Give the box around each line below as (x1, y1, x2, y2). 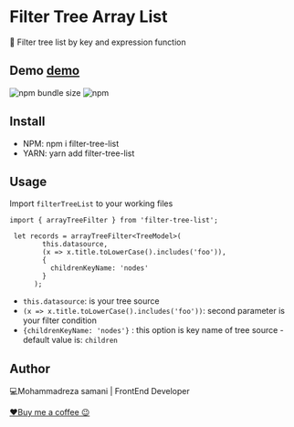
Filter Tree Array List (9, 6, 168, 27)
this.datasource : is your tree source (22, 296, 160, 307)
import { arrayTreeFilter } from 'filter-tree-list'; (9, 216, 219, 225)
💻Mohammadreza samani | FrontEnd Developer (9, 386, 190, 397)
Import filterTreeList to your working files (9, 198, 173, 209)
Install (9, 114, 46, 130)
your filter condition (22, 315, 98, 326)
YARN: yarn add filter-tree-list (22, 148, 135, 159)
